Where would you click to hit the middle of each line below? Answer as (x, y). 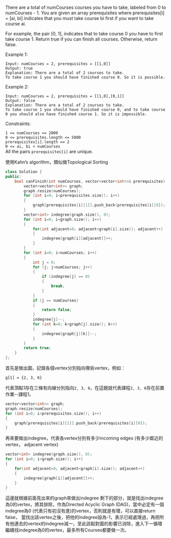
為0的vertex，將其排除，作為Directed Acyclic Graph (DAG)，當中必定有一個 (85, 505)
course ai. (16, 24)
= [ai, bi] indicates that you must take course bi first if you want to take (80, 18)
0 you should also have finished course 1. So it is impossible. (76, 114)
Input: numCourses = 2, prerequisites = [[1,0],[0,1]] (65, 96)
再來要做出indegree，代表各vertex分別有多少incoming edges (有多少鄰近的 (84, 438)
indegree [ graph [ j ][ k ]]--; (69, 334)
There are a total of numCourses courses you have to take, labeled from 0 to (86, 7)
